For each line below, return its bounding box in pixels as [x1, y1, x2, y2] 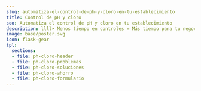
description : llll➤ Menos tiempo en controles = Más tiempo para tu [6, 25, 181, 32]
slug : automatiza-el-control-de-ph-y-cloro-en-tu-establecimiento [6, 8, 175, 15]
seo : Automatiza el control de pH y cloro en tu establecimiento [6, 20, 172, 26]
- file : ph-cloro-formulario [11, 75, 84, 81]
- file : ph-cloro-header [11, 53, 74, 59]
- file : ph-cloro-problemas [11, 59, 82, 65]
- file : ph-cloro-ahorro [11, 70, 74, 76]
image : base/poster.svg [6, 31, 66, 37]
